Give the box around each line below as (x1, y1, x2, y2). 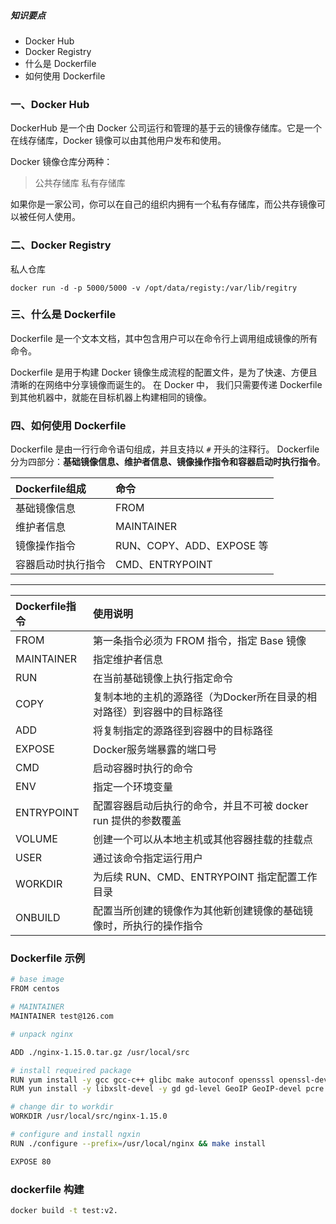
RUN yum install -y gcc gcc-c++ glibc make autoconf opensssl (10, 1075, 275, 1085)
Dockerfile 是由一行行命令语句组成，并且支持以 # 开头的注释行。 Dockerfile (10, 443, 320, 455)
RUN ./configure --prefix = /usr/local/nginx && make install (10, 1138, 267, 1149)
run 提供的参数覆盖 (93, 814, 182, 828)
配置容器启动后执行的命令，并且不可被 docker (93, 799, 309, 813)
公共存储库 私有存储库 (34, 177, 126, 189)
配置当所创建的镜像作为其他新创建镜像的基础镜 (93, 904, 314, 918)
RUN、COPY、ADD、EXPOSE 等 (115, 539, 269, 553)
